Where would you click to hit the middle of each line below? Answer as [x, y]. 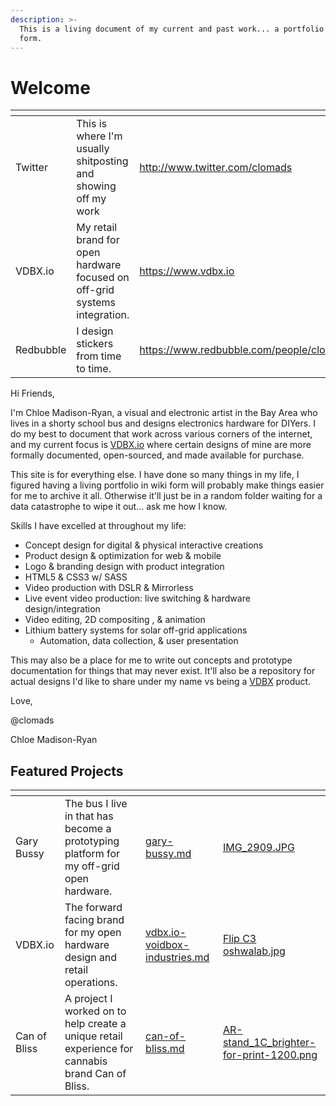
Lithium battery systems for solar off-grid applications [136, 630]
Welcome [50, 87]
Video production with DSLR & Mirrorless [109, 588]
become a [88, 829]
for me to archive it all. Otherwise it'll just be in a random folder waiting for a [166, 496]
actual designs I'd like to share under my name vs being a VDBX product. [161, 682]
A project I [88, 999]
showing [96, 186]
